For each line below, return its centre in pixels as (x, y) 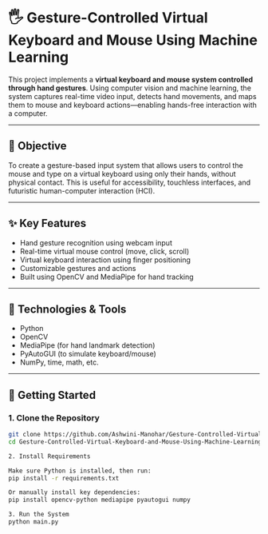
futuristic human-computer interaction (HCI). (82, 190)
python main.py (33, 522)
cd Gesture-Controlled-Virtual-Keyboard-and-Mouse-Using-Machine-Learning (135, 442)
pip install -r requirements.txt (64, 478)
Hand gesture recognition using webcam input (96, 242)
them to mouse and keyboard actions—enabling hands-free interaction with (133, 105)
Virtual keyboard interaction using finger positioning (105, 260)
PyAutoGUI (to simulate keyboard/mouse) (88, 354)
